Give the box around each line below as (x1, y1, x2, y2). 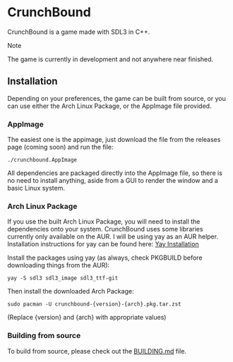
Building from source (7, 331, 81, 341)
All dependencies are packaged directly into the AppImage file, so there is (7, 169, 222, 177)
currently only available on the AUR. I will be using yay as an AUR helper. (7, 232, 219, 241)
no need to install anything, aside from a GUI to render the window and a (7, 176, 219, 185)
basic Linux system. (7, 184, 66, 193)
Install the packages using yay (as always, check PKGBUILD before (7, 253, 203, 262)
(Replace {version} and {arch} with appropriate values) (7, 313, 167, 322)
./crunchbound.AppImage (7, 157, 78, 164)
